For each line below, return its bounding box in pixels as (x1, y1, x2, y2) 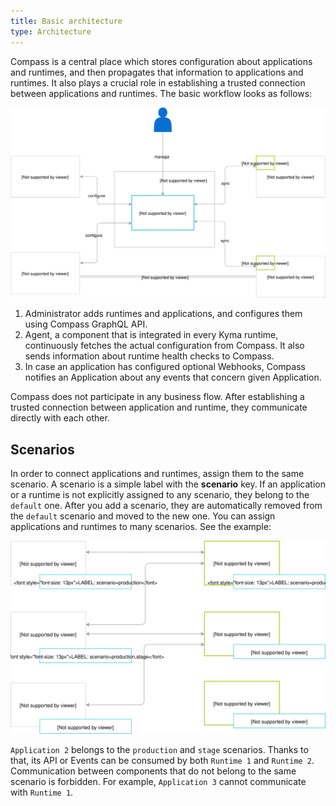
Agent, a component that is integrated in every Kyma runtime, (24, 329, 279, 341)
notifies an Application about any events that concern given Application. (24, 371, 322, 384)
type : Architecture (10, 26, 92, 37)
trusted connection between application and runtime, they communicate (10, 401, 308, 414)
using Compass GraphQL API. (24, 318, 148, 330)
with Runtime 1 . (10, 786, 74, 799)
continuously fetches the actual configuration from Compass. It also (24, 340, 305, 352)
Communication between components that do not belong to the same (10, 765, 297, 777)
